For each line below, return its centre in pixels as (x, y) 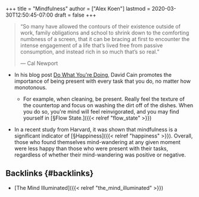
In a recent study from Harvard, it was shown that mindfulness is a (96, 129)
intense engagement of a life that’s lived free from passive (91, 45)
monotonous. (30, 87)
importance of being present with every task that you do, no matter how (102, 81)
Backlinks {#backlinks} (49, 173)
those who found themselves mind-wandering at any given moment (97, 142)
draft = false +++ (75, 15)
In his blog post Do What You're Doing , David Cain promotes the (93, 75)
